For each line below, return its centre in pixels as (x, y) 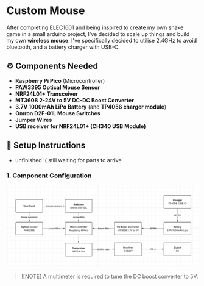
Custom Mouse (46, 11)
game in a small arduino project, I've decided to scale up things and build (98, 34)
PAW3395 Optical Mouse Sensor (58, 87)
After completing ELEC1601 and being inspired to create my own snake (95, 27)
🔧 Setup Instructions (46, 145)
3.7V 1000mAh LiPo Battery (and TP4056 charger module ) (90, 107)
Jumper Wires (33, 120)
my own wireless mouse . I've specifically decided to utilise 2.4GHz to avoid (102, 40)
